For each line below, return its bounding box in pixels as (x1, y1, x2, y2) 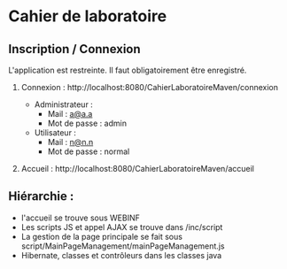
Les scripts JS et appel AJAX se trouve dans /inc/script (20, 221, 223, 232)
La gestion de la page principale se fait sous (20, 231, 183, 242)
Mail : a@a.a (47, 109, 93, 119)
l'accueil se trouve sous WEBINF (20, 212, 141, 223)
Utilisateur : (34, 127, 77, 138)
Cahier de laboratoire (8, 6, 167, 27)
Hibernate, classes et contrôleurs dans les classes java (20, 250, 222, 260)
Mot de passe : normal (47, 146, 130, 157)
